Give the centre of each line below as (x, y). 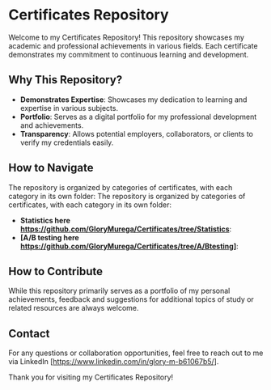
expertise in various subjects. (69, 108)
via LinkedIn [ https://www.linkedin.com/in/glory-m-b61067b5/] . (114, 362)
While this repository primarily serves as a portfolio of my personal (119, 291)
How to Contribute (56, 271)
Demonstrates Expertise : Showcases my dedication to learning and (133, 100)
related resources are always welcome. (74, 308)
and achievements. (52, 125)
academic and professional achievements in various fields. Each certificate (133, 45)
